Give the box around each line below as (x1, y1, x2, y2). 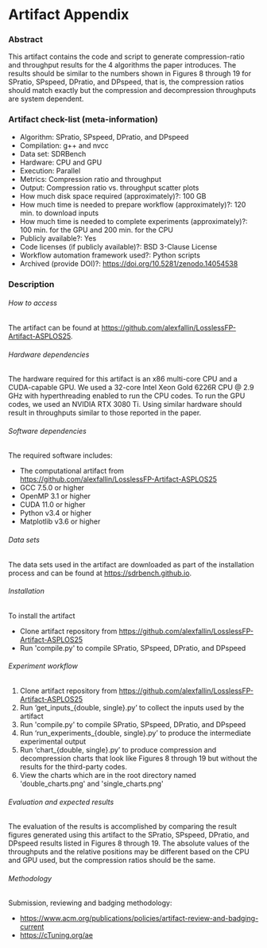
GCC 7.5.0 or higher (19, 483, 85, 493)
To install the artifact (8, 610, 75, 621)
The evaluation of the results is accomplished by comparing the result (8, 822, 237, 831)
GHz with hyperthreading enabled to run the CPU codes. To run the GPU (8, 391, 246, 400)
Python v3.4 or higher (19, 509, 92, 518)
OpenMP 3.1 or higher (19, 491, 91, 501)
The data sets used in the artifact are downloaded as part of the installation (8, 559, 254, 569)
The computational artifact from (19, 466, 125, 476)
